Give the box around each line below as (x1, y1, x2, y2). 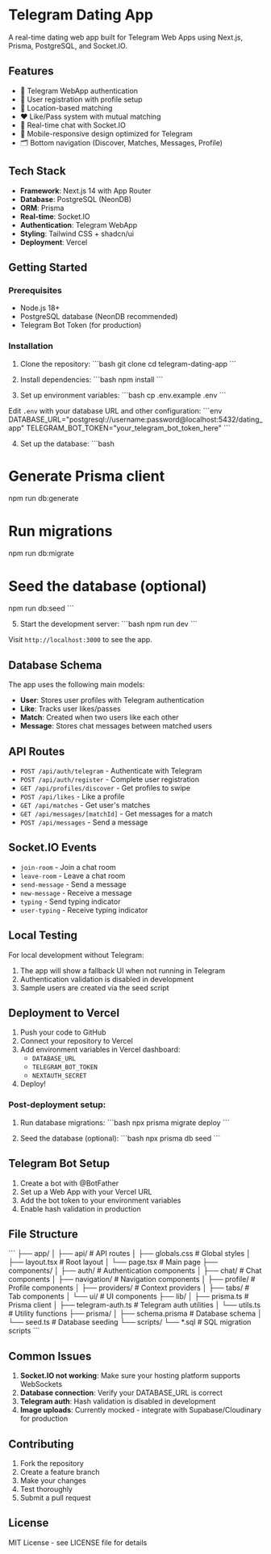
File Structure (8, 1227, 78, 1241)
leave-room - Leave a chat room (19, 871, 126, 880)
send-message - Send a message (19, 879, 127, 889)
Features (8, 65, 54, 78)
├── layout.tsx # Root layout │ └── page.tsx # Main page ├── (8, 1258, 218, 1267)
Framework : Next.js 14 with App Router (19, 186, 152, 195)
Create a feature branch (19, 1467, 100, 1476)
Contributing (8, 1437, 74, 1451)
